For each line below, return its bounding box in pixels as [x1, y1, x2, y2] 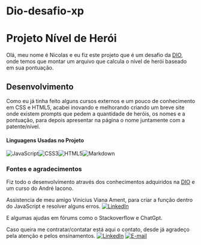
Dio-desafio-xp [6, 4, 84, 18]
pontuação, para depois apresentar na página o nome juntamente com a [6, 116, 185, 123]
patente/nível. [6, 123, 40, 130]
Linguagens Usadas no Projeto [6, 137, 84, 144]
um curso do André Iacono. [6, 184, 74, 192]
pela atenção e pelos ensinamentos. [6, 232, 96, 240]
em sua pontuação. [6, 64, 54, 71]
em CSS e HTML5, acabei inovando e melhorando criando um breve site [6, 104, 185, 111]
